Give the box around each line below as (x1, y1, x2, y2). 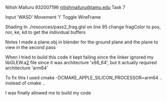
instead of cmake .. (5, 80, 46, 86)
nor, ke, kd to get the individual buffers (5, 29, 86, 35)
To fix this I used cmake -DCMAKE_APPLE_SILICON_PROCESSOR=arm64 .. (5, 75, 162, 80)
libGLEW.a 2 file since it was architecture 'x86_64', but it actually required (5, 60, 157, 65)
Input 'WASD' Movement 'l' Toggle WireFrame (5, 14, 101, 20)
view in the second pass (5, 44, 56, 50)
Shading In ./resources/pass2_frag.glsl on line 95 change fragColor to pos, (5, 24, 161, 30)
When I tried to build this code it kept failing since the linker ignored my (5, 54, 154, 60)
